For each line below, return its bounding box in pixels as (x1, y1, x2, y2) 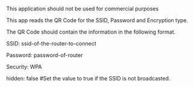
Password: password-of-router (6, 52, 83, 59)
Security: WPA (6, 63, 42, 70)
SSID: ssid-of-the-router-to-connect (6, 40, 96, 47)
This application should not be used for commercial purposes (6, 5, 159, 12)
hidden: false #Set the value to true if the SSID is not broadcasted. (6, 75, 171, 82)
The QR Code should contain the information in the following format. (6, 28, 176, 35)
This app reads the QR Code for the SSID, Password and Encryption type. (6, 17, 189, 23)
